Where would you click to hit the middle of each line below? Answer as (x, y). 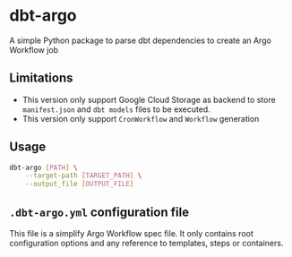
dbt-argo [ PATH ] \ (43, 167)
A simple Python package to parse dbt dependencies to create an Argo (140, 40)
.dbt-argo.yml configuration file (99, 212)
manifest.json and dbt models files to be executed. (116, 109)
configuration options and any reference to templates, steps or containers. (146, 243)
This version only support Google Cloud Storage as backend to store (149, 99)
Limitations (41, 78)
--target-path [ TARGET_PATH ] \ (84, 176)
